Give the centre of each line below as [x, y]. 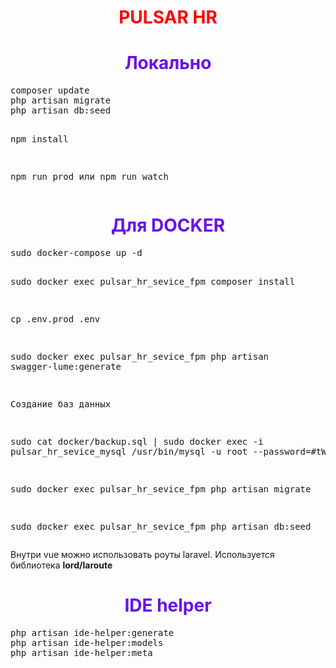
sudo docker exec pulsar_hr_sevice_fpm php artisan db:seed [161, 527]
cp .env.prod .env [55, 319]
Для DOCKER [168, 225]
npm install [39, 139]
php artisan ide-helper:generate [92, 632]
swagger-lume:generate [66, 367]
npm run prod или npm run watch [89, 177]
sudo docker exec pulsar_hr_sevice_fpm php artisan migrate [161, 489]
